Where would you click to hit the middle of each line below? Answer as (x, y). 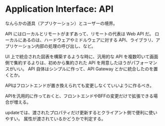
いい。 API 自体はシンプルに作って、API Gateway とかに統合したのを (84, 69)
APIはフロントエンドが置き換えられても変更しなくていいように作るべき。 (80, 85)
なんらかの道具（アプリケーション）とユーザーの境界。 (61, 23)
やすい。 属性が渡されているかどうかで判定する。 (56, 119)
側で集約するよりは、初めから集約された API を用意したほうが (68, 63)
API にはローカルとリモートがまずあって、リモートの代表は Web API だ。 (80, 33)
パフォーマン (144, 63)
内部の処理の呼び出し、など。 (66, 46)
